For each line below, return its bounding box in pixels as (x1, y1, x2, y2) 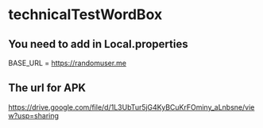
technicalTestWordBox (8, 6, 163, 24)
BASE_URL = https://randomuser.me (8, 58, 127, 68)
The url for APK (8, 81, 86, 95)
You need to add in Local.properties (8, 37, 188, 51)
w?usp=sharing (8, 111, 60, 120)
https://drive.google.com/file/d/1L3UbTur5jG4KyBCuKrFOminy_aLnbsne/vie (8, 102, 255, 112)
